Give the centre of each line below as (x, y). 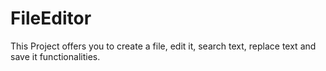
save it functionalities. (55, 56)
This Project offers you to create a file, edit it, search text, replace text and (163, 46)
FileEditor (51, 18)
